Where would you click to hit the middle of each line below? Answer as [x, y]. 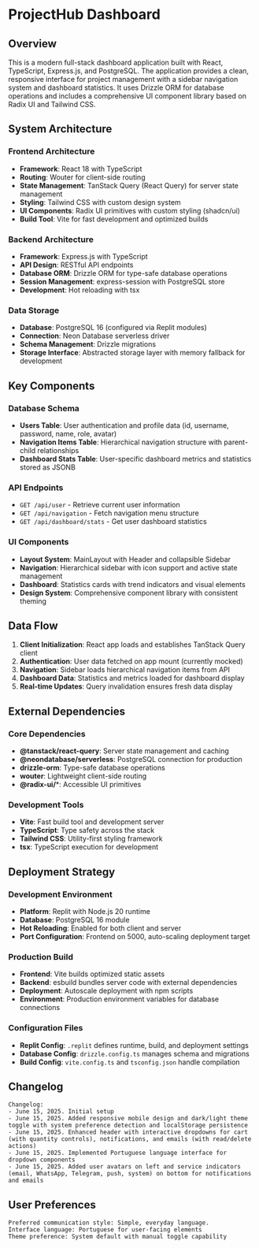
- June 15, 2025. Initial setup [61, 1112]
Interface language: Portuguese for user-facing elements [105, 1230]
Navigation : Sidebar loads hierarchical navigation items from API [125, 670]
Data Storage [34, 310]
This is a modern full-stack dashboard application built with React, [116, 62]
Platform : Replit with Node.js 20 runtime [85, 912]
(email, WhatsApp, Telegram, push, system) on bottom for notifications [130, 1174]
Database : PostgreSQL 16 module [74, 920]
